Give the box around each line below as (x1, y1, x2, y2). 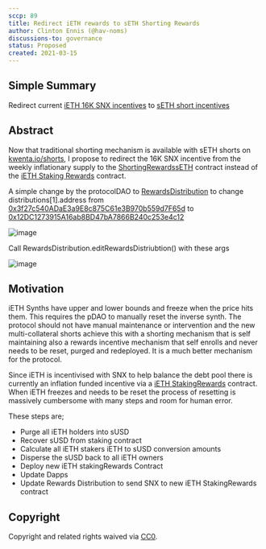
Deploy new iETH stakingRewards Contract (19, 461, 164, 471)
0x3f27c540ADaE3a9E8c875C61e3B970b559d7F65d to (8, 203, 194, 213)
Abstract (8, 124, 54, 138)
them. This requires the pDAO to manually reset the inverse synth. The (8, 312, 242, 322)
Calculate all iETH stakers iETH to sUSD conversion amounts (19, 444, 222, 454)
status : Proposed (8, 42, 67, 50)
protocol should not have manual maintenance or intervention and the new (8, 320, 256, 330)
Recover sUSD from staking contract (19, 435, 143, 445)
